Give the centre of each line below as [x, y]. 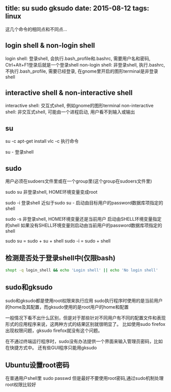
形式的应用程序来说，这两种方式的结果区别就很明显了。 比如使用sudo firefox [85, 324]
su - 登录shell [20, 152]
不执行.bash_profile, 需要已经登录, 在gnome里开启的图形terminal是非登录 [82, 71]
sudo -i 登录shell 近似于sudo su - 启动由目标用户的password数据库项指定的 [84, 203]
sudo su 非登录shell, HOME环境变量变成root [51, 192]
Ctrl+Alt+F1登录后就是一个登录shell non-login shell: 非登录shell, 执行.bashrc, [85, 65]
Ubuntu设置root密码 [37, 365]
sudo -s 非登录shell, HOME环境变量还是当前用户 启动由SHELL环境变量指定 [83, 219]
